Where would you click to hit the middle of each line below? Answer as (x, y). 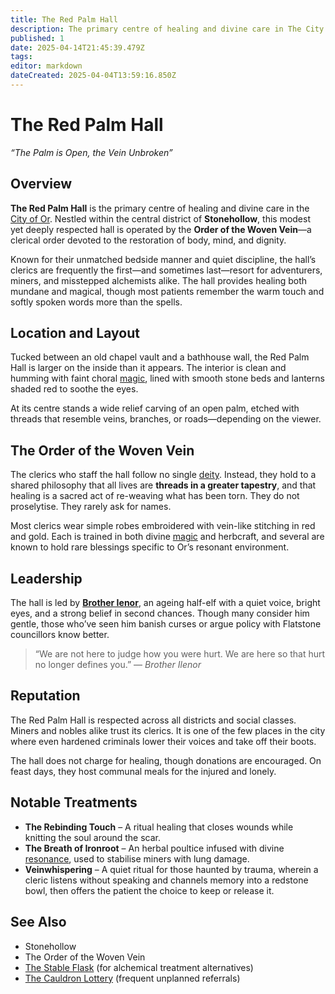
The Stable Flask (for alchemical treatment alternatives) (139, 967)
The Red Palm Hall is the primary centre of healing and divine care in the (160, 208)
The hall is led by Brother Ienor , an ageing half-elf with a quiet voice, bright (165, 603)
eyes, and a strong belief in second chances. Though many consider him (160, 613)
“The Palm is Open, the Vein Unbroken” (91, 152)
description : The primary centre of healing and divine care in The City (167, 29)
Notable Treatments (74, 802)
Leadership (46, 578)
